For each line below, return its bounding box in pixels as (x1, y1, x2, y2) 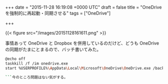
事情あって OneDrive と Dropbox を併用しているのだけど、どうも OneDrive (5, 40, 159, 46)
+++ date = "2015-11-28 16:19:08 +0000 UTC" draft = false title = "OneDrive (5, 4, 162, 10)
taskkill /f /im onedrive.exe (5, 61, 68, 66)
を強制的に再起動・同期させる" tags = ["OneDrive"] (5, 10, 111, 16)
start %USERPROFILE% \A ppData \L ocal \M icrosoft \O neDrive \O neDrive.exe (5, 65, 151, 70)
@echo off (5, 56, 26, 61)
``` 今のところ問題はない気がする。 (5, 74, 68, 79)
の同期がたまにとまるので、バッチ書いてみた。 (5, 46, 101, 52)
